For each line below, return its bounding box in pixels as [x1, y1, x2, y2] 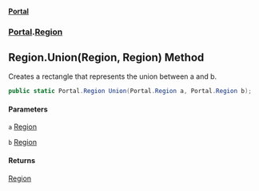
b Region [8, 138, 38, 147]
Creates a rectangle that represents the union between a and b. [8, 72, 217, 81]
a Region [8, 122, 38, 131]
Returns [8, 156, 36, 165]
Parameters [8, 104, 48, 114]
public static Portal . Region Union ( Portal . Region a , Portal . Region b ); [8, 88, 252, 95]
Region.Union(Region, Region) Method [8, 50, 205, 64]
